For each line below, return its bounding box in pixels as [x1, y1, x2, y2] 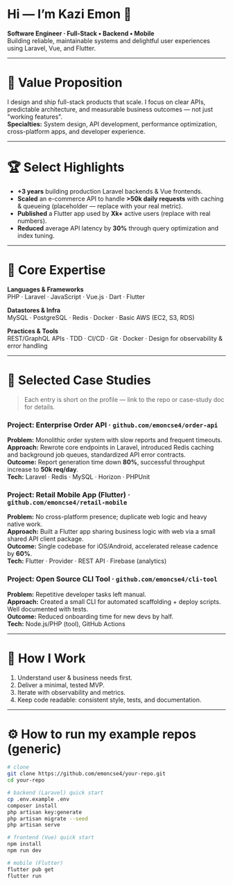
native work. [7, 520, 43, 528]
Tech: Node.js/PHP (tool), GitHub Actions [7, 619, 126, 627]
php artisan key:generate [7, 809, 82, 816]
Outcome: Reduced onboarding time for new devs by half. [7, 612, 173, 621]
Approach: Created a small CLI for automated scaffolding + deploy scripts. [7, 597, 221, 606]
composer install [7, 802, 58, 809]
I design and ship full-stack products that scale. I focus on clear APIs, [7, 97, 206, 106]
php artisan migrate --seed [7, 815, 89, 822]
